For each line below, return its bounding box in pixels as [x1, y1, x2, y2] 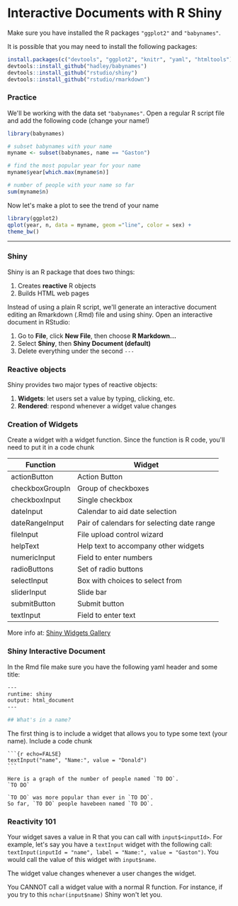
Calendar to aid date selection [76, 506, 177, 516]
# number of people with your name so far [7, 182, 135, 189]
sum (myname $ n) [7, 188, 50, 195]
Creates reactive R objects [17, 281, 97, 290]
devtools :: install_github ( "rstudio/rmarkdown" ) [7, 76, 151, 83]
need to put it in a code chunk [7, 443, 95, 452]
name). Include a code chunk [7, 737, 93, 746]
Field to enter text [76, 611, 136, 621]
